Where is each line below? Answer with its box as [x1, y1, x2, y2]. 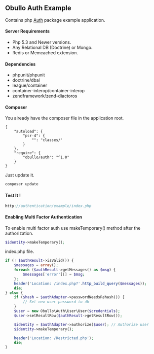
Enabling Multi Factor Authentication [5, 214, 82, 220]
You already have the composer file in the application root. [5, 115, 124, 121]
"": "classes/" [31, 138, 63, 142]
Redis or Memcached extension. [12, 50, 78, 56]
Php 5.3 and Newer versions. [12, 39, 72, 45]
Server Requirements [5, 28, 50, 34]
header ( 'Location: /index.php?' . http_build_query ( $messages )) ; [14, 281, 147, 286]
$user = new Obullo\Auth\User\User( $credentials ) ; [14, 309, 120, 314]
